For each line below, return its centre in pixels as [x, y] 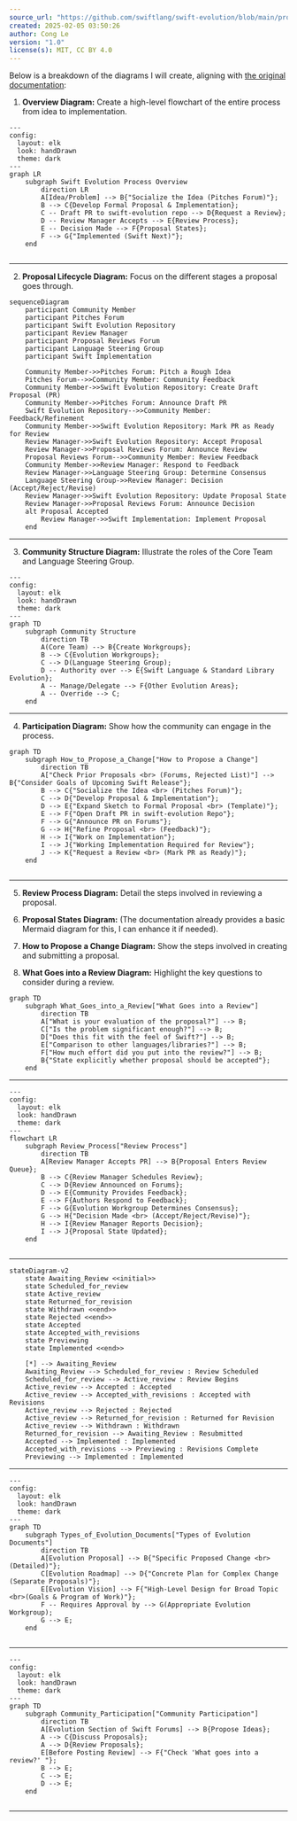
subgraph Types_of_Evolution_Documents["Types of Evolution [138, 1535]
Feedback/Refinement [47, 419]
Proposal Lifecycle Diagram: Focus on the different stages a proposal [149, 276]
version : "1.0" [37, 42]
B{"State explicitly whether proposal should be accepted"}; [156, 1061]
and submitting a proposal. [71, 956]
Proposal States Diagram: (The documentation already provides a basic [153, 920]
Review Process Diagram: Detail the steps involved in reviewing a [142, 893]
